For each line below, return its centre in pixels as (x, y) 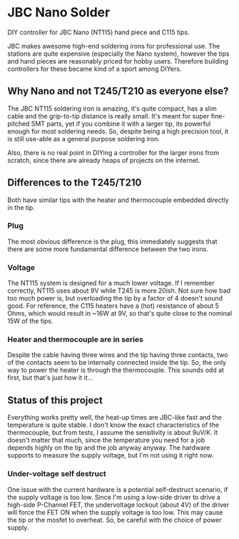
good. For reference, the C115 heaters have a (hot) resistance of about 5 (113, 306)
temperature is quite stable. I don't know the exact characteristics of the (113, 425)
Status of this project (55, 400)
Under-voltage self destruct (57, 474)
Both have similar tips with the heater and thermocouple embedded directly (118, 200)
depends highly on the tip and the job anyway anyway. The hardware (109, 448)
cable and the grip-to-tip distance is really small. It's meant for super (108, 116)
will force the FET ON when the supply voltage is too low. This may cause (115, 512)
